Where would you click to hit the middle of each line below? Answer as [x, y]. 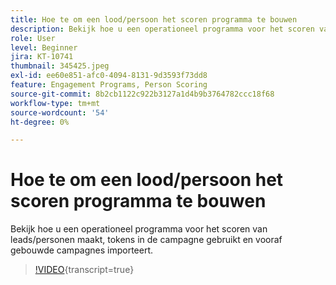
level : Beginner [44, 47]
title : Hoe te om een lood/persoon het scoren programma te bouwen [154, 19]
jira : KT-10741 [42, 57]
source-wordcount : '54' [60, 112]
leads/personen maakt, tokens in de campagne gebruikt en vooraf [146, 240]
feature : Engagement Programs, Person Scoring [109, 85]
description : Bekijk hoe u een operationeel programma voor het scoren [162, 29]
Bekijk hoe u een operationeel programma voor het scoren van [139, 229]
